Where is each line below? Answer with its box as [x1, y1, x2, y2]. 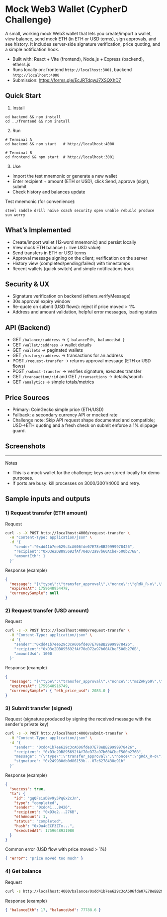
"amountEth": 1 [14, 553, 46, 558]
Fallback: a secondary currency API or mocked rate [12, 412, 118, 417]
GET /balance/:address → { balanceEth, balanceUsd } [12, 337, 125, 343]
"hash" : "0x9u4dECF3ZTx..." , [14, 823, 75, 828]
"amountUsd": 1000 [14, 651, 52, 656]
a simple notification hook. [5, 46, 60, 52]
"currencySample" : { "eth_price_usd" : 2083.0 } [9, 688, 110, 694]
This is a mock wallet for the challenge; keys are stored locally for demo [12, 469, 160, 476]
